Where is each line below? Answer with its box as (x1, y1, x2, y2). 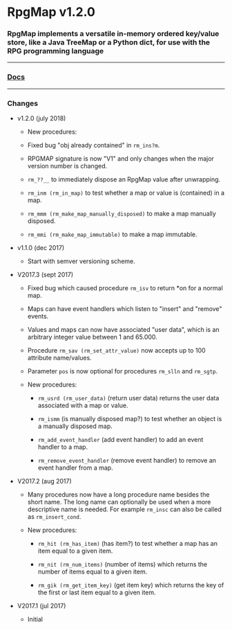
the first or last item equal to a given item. (37, 588, 157, 596)
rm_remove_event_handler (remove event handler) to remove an (37, 457, 216, 465)
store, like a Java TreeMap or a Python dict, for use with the (7, 37, 211, 47)
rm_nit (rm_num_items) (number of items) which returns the (37, 560, 208, 569)
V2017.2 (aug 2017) (17, 477, 72, 486)
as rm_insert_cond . (27, 513, 81, 521)
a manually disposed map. (37, 422, 113, 430)
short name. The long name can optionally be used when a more (27, 498, 211, 506)
